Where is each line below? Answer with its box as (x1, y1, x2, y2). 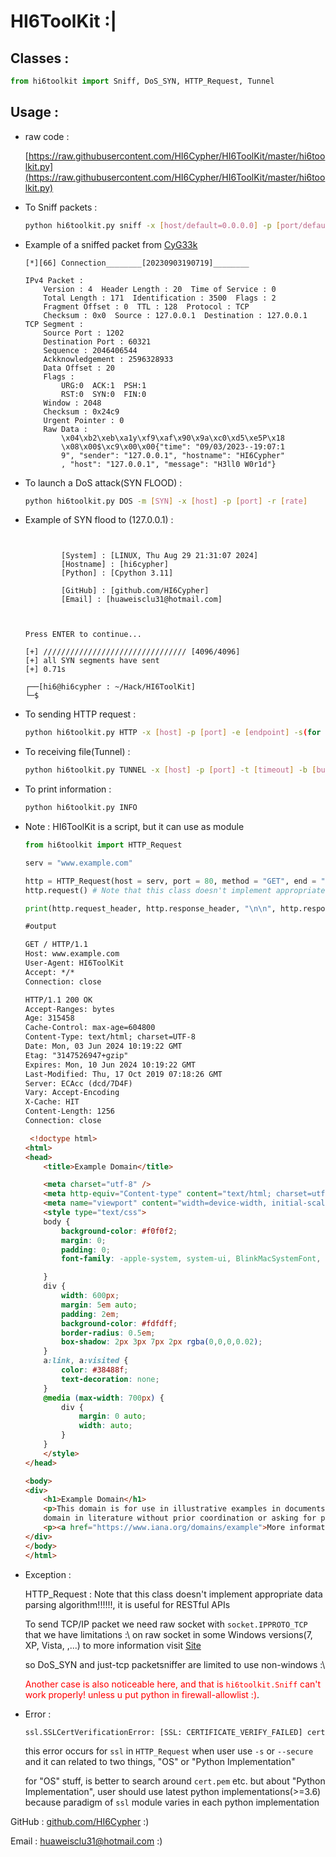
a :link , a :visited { (43, 1356, 129, 1366)
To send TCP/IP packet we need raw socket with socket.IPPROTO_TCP (24, 1618, 308, 1630)
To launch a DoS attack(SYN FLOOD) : (24, 476, 183, 489)
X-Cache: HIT (24, 1097, 80, 1107)
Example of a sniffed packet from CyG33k (24, 238, 198, 250)
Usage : (10, 104, 60, 121)
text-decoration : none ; (61, 1374, 160, 1384)
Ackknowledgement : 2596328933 (43, 354, 174, 364)
